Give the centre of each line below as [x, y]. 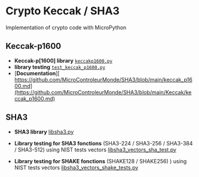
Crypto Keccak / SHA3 [63, 11]
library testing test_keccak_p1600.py [60, 67]
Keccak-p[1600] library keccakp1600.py [63, 60]
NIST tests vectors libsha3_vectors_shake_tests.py [76, 167]
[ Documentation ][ [37, 73]
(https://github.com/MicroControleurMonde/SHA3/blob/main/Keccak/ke [103, 92]
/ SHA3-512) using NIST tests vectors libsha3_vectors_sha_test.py [95, 150]
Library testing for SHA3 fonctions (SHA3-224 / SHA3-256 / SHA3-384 [103, 143]
